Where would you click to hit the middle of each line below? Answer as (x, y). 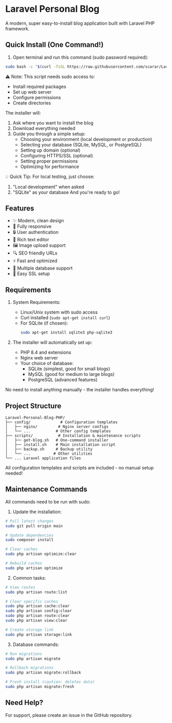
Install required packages (39, 86)
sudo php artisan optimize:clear (41, 554)
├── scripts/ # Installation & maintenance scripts (73, 436)
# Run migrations (24, 654)
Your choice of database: (47, 364)
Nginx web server (39, 358)
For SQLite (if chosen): (44, 323)
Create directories (32, 103)
